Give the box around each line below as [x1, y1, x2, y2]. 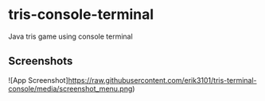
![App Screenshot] [8, 75, 69, 84]
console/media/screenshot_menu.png [8, 84, 133, 93]
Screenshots [8, 54, 73, 68]
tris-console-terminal [8, 6, 154, 24]
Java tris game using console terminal [8, 32, 133, 41]
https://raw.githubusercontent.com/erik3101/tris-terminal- [68, 75, 257, 84]
